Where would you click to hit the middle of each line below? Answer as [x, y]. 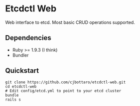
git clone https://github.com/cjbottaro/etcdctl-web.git [66, 82]
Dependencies [28, 38]
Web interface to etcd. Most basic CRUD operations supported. [70, 22]
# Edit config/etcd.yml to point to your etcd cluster [63, 91]
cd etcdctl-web [21, 86]
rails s [13, 100]
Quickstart [22, 71]
